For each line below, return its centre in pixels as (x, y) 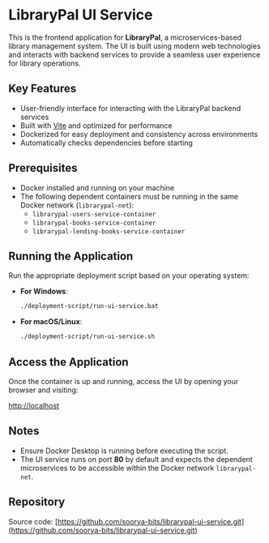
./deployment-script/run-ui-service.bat (89, 306)
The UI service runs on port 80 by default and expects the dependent (136, 459)
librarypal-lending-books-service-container (109, 231)
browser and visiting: (43, 390)
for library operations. (45, 63)
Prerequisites (43, 168)
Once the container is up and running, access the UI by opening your (124, 381)
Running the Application (71, 256)
